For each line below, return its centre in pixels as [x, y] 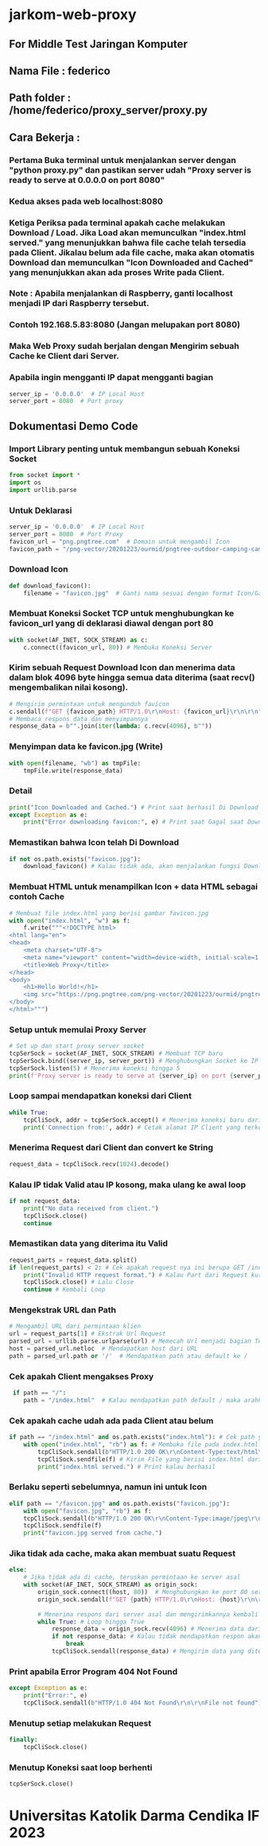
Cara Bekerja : [45, 137]
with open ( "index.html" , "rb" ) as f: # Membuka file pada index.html [141, 1445]
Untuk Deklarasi [41, 510]
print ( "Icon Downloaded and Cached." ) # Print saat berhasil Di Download [134, 807]
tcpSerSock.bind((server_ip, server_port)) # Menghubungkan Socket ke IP [134, 1061]
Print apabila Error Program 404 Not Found [93, 1671]
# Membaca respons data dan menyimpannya [79, 719]
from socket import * [45, 475]
